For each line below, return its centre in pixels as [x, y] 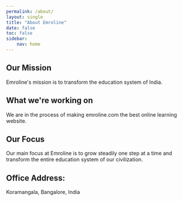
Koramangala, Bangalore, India [43, 192]
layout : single [25, 17]
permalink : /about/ [30, 11]
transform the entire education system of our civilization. [74, 159]
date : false [21, 28]
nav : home [29, 45]
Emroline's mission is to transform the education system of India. [84, 82]
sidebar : [17, 39]
